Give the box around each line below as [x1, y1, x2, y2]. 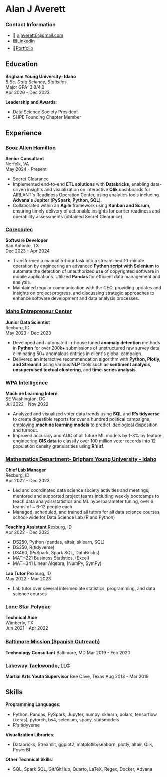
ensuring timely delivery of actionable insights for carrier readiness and [12, 207, 160, 214]
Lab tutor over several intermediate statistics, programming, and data [12, 585, 155, 592]
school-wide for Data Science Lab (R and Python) [12, 514, 115, 520]
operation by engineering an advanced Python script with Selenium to [12, 263, 159, 269]
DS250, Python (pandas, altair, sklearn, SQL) [12, 539, 105, 545]
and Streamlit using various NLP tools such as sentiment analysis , [12, 361, 152, 367]
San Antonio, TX [5, 243, 39, 249]
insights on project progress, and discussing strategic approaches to [12, 290, 154, 296]
